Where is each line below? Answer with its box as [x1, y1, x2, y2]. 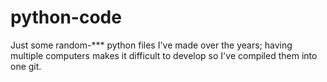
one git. [10, 60, 42, 72]
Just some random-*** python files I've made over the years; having [10, 39, 293, 51]
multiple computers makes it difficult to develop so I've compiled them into [10, 49, 318, 61]
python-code [10, 6, 122, 29]
